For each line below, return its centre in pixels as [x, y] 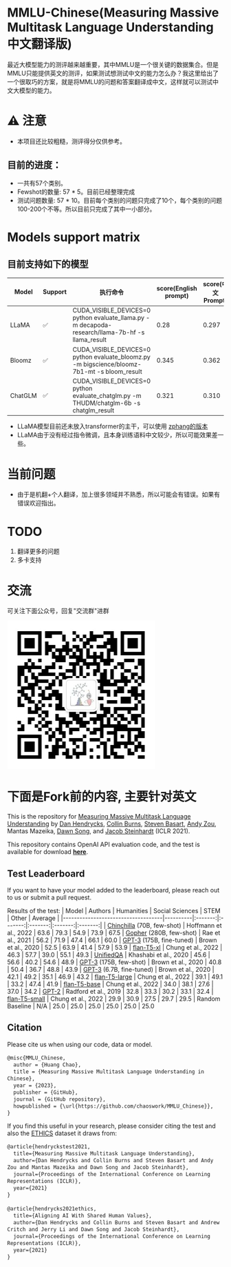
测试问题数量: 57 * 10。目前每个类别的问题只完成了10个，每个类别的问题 [119, 200]
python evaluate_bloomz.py [112, 357]
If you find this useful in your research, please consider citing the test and [112, 1126]
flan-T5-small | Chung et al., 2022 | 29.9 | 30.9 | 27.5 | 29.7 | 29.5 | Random [114, 999]
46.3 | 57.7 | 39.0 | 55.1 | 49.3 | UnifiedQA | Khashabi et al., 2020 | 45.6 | [109, 955]
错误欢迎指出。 [38, 503]
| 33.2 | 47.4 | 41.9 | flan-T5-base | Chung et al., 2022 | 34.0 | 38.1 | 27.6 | [111, 984]
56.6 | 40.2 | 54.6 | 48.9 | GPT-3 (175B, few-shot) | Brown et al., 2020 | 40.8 [114, 962]
